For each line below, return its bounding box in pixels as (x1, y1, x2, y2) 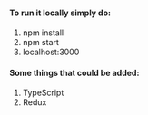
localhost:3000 (22, 46, 80, 58)
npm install (22, 27, 64, 38)
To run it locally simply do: (9, 7, 112, 18)
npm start (22, 37, 59, 48)
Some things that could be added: (9, 67, 140, 78)
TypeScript (22, 87, 64, 99)
